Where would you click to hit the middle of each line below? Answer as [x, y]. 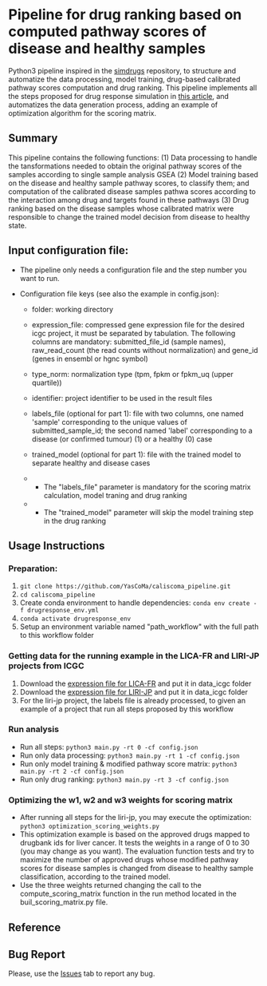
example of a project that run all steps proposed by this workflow [126, 709]
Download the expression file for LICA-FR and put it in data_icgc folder [135, 683]
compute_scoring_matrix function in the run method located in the [128, 894]
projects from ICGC [47, 666]
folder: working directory [73, 309]
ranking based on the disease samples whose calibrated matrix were [121, 208]
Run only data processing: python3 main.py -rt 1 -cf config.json [130, 755]
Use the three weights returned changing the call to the [110, 885]
